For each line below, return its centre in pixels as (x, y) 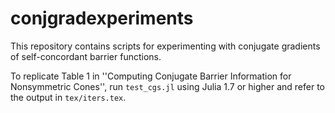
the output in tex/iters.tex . (68, 97)
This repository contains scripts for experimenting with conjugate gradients (165, 46)
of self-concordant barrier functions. (86, 56)
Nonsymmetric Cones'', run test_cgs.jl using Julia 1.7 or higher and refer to (168, 86)
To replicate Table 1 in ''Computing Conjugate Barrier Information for (151, 76)
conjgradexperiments (102, 18)
